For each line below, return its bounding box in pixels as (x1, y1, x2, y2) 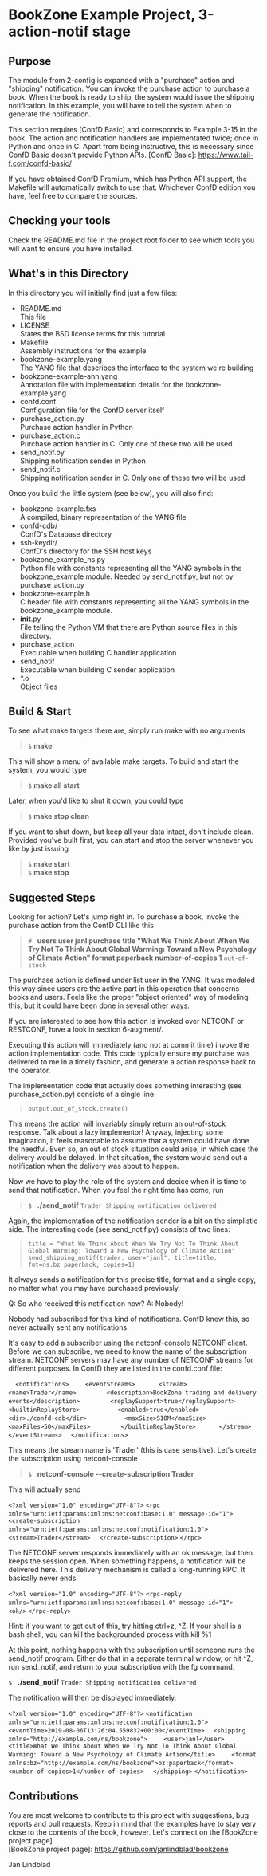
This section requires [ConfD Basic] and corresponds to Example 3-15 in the (8, 125, 258, 134)
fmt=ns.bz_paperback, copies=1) (27, 1261, 135, 1269)
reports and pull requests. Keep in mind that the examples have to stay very (8, 1819, 257, 1829)
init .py (19, 614, 41, 623)
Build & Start (8, 705, 72, 718)
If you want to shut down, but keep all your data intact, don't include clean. (8, 827, 253, 836)
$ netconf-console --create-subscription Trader (27, 1469, 194, 1479)
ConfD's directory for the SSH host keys (19, 546, 152, 556)
